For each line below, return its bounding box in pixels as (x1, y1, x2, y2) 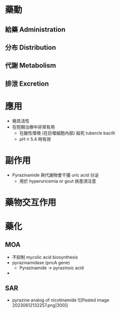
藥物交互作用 (5, 197, 57, 208)
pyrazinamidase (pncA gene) (12, 259, 70, 265)
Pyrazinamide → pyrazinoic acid (19, 265, 84, 271)
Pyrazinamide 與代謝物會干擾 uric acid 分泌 (12, 172, 99, 178)
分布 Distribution (5, 43, 56, 52)
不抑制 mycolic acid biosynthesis (12, 254, 78, 260)
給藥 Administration (5, 25, 66, 34)
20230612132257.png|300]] (12, 302, 68, 308)
